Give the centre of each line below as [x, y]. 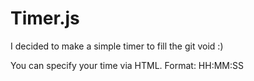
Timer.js [45, 18]
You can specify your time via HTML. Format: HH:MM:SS [127, 65]
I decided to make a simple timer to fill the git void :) [117, 46]
